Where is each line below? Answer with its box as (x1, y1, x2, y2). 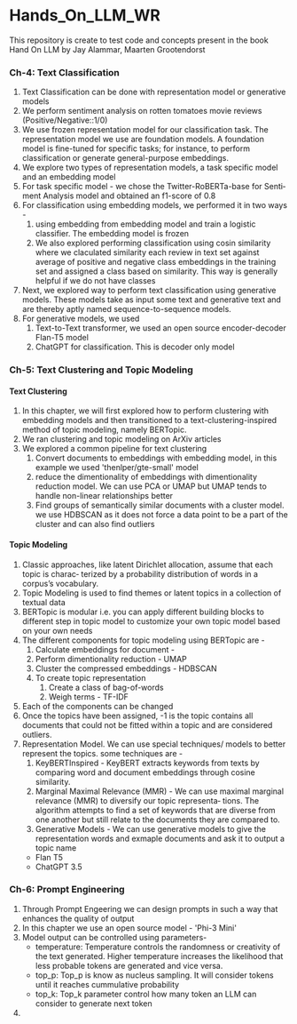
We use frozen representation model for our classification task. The (21, 124, 269, 135)
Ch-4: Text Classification (9, 66, 120, 78)
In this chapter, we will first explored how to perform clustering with (21, 405, 269, 416)
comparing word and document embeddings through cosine (35, 766, 255, 778)
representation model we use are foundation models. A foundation (21, 134, 264, 145)
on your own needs (21, 625, 93, 636)
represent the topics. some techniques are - (21, 748, 184, 758)
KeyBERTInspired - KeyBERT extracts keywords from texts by (35, 757, 260, 768)
